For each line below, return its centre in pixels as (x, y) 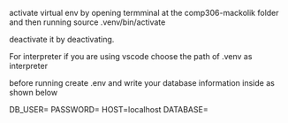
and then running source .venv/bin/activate (87, 22)
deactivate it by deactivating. (62, 39)
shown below (34, 92)
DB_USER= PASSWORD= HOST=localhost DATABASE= (109, 109)
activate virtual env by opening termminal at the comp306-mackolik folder (144, 13)
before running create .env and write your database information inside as (142, 83)
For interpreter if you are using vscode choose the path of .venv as (131, 56)
